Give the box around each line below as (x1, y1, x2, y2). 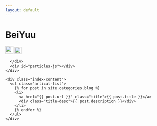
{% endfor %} (14, 107, 42, 112)
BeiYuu (5, 29, 36, 40)
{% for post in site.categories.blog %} (14, 85, 100, 91)
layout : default (5, 7, 39, 13)
